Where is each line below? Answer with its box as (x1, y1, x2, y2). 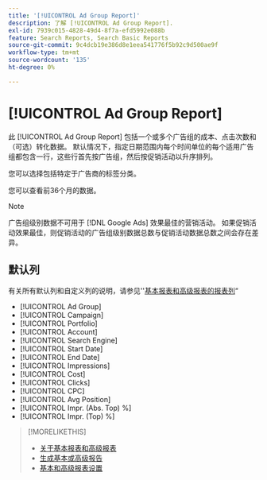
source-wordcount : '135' (8, 56, 91, 64)
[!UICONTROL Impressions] (19, 361, 110, 370)
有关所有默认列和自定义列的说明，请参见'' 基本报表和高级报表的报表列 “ (8, 285, 238, 295)
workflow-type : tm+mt (8, 48, 80, 56)
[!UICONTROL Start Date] (19, 343, 103, 354)
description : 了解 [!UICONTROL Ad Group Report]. (8, 19, 173, 27)
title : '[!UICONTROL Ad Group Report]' (8, 11, 141, 20)
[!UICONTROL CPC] (19, 386, 85, 396)
